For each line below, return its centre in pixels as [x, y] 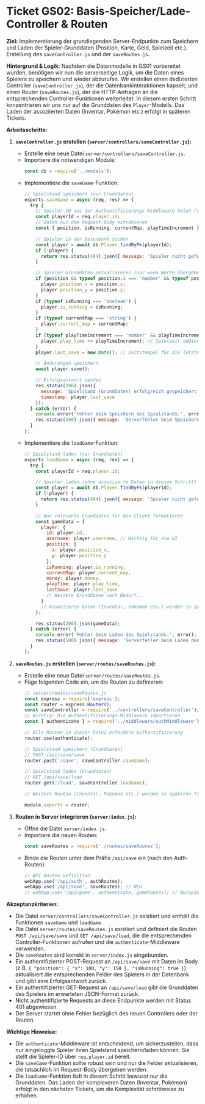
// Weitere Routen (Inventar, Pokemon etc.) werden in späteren [108, 794]
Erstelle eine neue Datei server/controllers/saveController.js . [105, 153]
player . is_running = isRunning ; [82, 307]
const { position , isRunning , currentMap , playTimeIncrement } [117, 228]
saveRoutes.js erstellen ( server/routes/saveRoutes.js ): [85, 663]
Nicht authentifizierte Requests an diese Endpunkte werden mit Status [103, 1001]
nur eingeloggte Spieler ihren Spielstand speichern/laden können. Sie [102, 1050]
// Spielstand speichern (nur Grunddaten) [79, 194]
